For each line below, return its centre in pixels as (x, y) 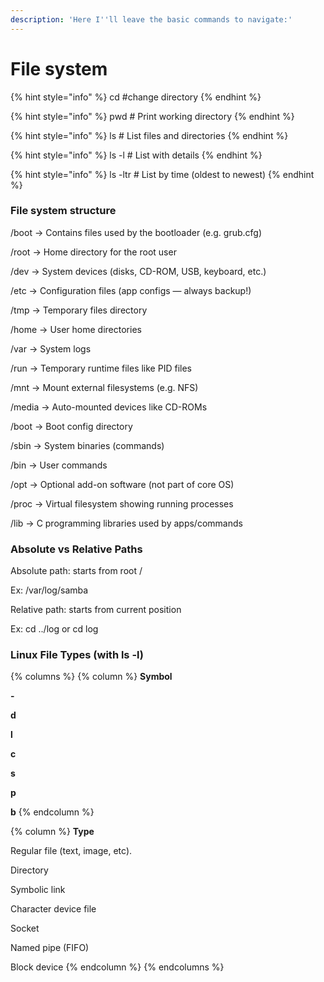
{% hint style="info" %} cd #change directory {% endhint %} (136, 97)
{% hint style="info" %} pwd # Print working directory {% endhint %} (152, 116)
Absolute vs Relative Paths (76, 549)
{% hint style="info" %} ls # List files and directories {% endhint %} (149, 135)
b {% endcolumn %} (52, 812)
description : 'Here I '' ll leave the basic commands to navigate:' (151, 19)
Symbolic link (38, 890)
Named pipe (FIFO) (50, 948)
